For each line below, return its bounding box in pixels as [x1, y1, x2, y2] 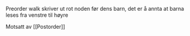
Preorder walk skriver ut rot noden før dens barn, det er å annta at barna [5, 5, 184, 12]
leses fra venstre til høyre [5, 11, 68, 19]
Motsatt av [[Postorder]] [5, 23, 65, 30]
